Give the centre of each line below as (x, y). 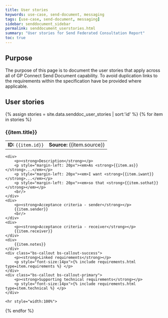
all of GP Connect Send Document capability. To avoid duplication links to (81, 75)
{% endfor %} (20, 310)
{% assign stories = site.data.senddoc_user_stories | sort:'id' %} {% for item (84, 114)
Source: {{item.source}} (76, 144)
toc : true (16, 38)
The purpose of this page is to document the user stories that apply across (83, 70)
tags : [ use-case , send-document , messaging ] (53, 19)
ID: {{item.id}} (26, 144)
